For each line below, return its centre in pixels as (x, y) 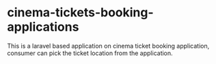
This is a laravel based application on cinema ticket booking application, (108, 46)
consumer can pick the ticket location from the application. (90, 53)
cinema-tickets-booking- (80, 13)
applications (43, 27)
